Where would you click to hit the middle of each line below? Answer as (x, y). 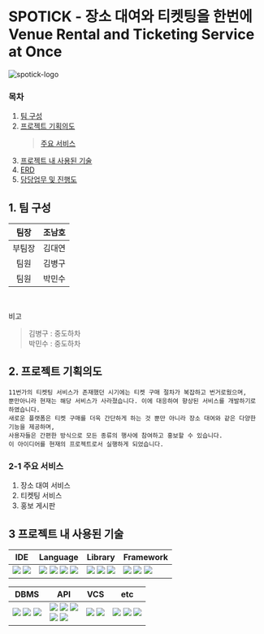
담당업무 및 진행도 (48, 180)
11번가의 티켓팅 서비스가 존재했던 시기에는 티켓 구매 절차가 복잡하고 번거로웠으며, (128, 392)
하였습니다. (24, 410)
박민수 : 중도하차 (54, 344)
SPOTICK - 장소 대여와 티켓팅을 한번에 (130, 17)
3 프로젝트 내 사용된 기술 (66, 534)
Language (59, 557)
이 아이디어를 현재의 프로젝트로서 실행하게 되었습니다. (86, 444)
